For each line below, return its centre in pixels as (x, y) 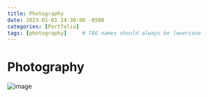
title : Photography (36, 14)
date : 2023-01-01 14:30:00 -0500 (56, 20)
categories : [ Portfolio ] (43, 26)
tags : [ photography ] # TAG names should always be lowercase (104, 33)
